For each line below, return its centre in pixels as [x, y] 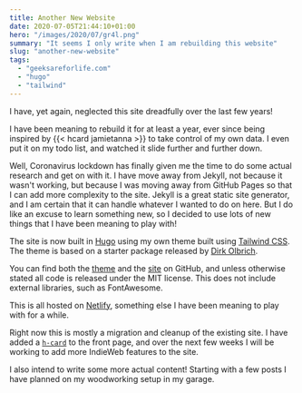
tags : [19, 60]
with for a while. [39, 315]
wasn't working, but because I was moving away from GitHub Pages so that [151, 185]
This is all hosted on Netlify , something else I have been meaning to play [144, 305]
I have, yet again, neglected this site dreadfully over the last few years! [141, 111]
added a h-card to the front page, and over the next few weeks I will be [142, 342]
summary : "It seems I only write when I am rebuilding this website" [144, 43]
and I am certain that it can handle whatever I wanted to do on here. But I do [151, 204]
